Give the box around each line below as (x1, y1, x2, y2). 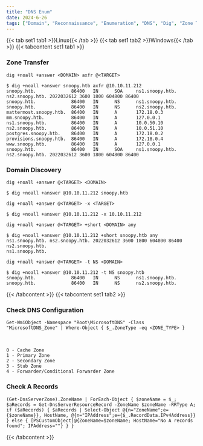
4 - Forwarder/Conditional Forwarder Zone (6, 368, 115, 374)
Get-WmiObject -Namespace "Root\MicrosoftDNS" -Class (6, 319, 145, 326)
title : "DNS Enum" (6, 8, 53, 15)
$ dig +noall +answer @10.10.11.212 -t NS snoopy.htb (6, 269, 145, 276)
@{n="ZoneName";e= (122, 407, 169, 413)
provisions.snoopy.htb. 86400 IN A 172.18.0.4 (6, 136, 164, 142)
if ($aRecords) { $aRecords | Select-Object (6, 407, 120, 413)
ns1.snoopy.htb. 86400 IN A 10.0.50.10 (6, 119, 164, 126)
